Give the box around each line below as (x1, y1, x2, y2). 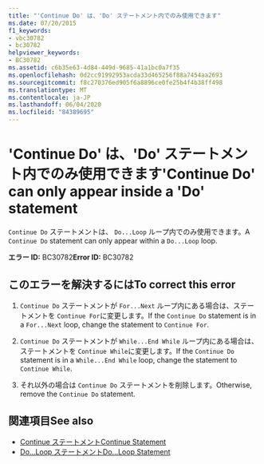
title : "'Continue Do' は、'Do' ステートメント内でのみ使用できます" (8, 11, 222, 20)
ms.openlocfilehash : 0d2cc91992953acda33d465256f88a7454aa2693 (8, 71, 223, 79)
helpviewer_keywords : (8, 49, 81, 57)
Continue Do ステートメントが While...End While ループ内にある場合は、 (19, 336, 259, 346)
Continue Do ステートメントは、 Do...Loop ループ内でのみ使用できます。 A (8, 227, 250, 236)
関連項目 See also (8, 414, 94, 428)
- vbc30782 (8, 34, 45, 42)
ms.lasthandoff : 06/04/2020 (8, 101, 102, 109)
